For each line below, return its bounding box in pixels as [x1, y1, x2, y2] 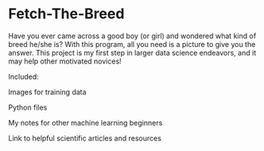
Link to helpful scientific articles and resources [8, 133, 161, 143]
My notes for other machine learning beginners [8, 118, 163, 127]
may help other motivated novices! [8, 56, 122, 66]
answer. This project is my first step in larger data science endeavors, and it [8, 48, 257, 57]
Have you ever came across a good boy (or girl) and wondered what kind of [8, 31, 257, 41]
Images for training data [8, 87, 87, 96]
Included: [8, 72, 40, 81]
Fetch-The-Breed [8, 5, 125, 23]
